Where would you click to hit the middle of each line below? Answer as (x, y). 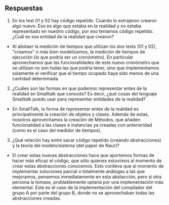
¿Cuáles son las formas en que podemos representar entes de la (79, 88)
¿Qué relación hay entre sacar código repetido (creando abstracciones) (87, 140)
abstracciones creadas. (36, 198)
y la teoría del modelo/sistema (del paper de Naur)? (66, 145)
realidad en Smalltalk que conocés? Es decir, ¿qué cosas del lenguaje (85, 93)
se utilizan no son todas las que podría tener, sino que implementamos (86, 68)
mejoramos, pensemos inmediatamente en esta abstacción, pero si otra (87, 177)
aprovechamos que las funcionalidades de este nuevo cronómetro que (86, 62)
